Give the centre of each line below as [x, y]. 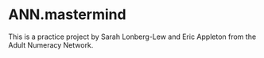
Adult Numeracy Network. [51, 44]
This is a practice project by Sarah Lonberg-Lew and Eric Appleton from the [132, 37]
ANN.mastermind [67, 15]
